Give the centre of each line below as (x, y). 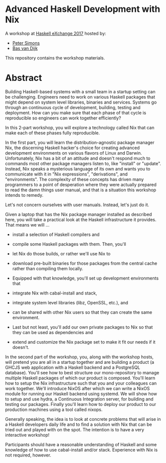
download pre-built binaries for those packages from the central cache (85, 263)
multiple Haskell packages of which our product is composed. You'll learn (80, 378)
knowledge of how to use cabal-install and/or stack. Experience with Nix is (81, 450)
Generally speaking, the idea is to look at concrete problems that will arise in (83, 419)
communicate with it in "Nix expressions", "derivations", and (66, 174)
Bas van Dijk (25, 48)
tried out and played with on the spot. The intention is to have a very (75, 429)
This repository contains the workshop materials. (55, 58)
